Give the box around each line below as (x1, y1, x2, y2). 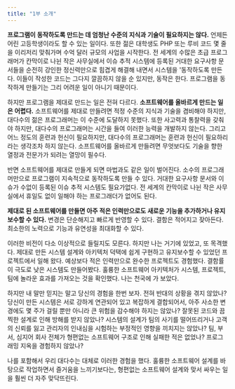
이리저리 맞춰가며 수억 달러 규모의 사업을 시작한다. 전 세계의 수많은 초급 (14, 48, 209, 56)
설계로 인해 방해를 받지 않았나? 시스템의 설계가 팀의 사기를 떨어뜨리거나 (20, 315, 215, 323)
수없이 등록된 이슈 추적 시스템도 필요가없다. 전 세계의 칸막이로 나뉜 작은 (20, 183, 215, 191)
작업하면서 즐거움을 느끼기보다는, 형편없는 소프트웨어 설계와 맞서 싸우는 (25, 365, 221, 374)
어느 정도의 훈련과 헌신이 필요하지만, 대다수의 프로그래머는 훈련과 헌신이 (7, 132, 204, 141)
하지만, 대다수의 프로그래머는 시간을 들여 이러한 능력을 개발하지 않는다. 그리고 (14, 124, 227, 132)
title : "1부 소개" (7, 10, 57, 18)
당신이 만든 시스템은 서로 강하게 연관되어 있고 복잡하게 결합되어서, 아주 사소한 (7, 297, 219, 306)
